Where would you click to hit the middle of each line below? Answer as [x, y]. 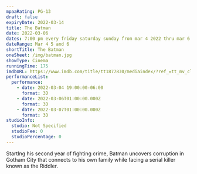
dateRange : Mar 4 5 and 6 [38, 45]
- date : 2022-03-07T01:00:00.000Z [59, 110]
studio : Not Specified [39, 126]
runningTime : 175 [27, 66]
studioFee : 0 [27, 132]
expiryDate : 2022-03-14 [35, 22]
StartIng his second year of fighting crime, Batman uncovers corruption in [95, 153]
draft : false [22, 17]
